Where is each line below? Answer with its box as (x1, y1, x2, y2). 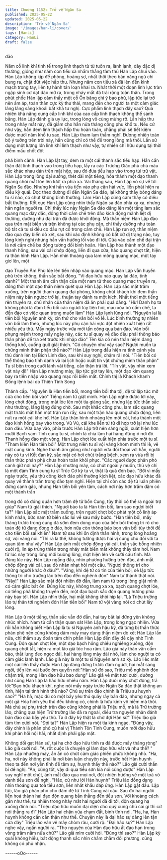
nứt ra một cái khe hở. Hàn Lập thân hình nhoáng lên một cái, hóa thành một (5, 414, 161, 421)
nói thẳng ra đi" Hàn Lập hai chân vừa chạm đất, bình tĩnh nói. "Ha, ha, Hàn (5, 809, 159, 815)
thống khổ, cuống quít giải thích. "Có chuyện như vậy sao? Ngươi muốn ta (5, 342, 157, 348)
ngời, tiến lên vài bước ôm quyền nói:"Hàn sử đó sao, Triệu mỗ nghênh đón (5, 667, 159, 673)
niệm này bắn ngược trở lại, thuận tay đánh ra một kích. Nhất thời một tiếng (5, 294, 159, 300)
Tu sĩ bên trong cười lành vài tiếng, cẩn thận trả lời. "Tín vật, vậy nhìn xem (5, 363, 156, 369)
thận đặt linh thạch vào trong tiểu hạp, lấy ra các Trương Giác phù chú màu (5, 162, 159, 168)
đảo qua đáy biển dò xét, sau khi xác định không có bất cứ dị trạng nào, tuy (5, 231, 160, 237)
